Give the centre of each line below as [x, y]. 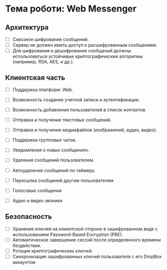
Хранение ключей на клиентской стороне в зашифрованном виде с [85, 229]
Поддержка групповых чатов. [44, 140]
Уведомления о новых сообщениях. [51, 150]
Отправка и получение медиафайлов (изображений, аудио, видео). [85, 130]
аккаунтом [24, 262]
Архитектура [27, 27]
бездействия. [27, 245]
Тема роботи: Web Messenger [71, 9]
